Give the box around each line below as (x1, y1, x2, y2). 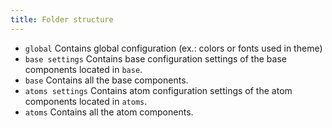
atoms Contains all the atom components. (24, 106, 194, 118)
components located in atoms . (24, 95, 148, 107)
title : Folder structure (10, 14, 114, 25)
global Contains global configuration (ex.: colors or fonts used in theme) (24, 42, 323, 54)
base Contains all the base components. (24, 74, 189, 86)
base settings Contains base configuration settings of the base (24, 52, 287, 65)
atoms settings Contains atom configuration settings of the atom (24, 84, 293, 96)
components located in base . (24, 63, 143, 75)
